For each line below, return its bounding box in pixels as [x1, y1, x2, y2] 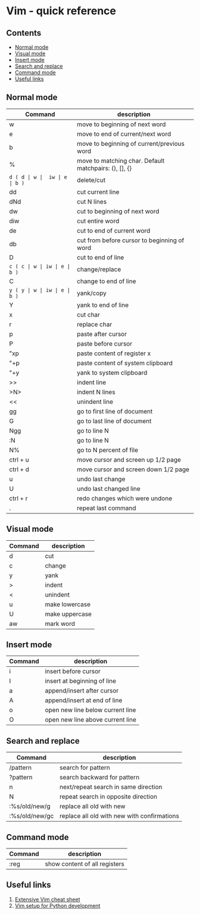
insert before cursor [45, 668, 101, 676]
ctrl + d [9, 465, 30, 474]
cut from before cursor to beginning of [77, 236, 185, 245]
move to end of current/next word [77, 130, 171, 138]
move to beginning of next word [77, 120, 166, 129]
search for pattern [59, 763, 110, 772]
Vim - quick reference [6, 4, 117, 18]
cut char [77, 311, 100, 319]
